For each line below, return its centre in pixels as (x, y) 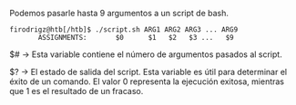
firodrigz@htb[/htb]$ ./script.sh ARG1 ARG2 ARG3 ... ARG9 (124, 30)
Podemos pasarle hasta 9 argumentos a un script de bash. (119, 13)
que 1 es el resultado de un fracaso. (77, 91)
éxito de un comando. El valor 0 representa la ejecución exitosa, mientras (147, 81)
